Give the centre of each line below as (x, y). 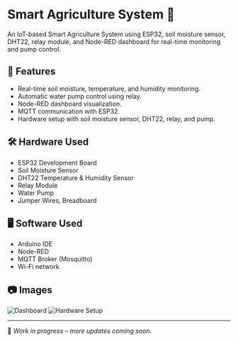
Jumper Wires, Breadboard (57, 200)
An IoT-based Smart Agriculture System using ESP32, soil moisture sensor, (117, 34)
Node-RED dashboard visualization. (69, 104)
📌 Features (32, 71)
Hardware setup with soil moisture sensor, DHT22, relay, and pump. (117, 118)
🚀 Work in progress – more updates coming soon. (80, 331)
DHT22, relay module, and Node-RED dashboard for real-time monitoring (114, 41)
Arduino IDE (35, 244)
